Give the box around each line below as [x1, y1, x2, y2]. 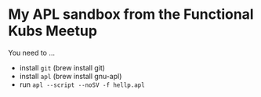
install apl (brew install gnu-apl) [19, 71, 122, 81]
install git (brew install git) [19, 63, 106, 72]
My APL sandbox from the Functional [8, 5, 254, 23]
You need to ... [8, 48, 56, 57]
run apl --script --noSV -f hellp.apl [19, 80, 145, 89]
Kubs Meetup [8, 22, 98, 40]
